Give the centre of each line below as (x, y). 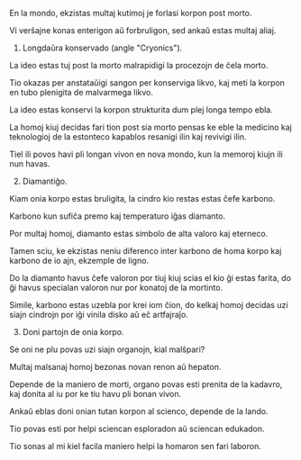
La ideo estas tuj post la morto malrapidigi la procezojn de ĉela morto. (139, 65)
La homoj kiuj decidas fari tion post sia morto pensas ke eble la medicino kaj (151, 127)
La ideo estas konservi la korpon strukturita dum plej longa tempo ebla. (141, 110)
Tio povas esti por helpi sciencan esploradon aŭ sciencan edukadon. (137, 428)
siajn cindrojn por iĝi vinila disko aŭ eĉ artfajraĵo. (99, 315)
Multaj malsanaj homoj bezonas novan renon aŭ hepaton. (115, 367)
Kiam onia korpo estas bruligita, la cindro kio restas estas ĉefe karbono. (142, 198)
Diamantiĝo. (45, 181)
